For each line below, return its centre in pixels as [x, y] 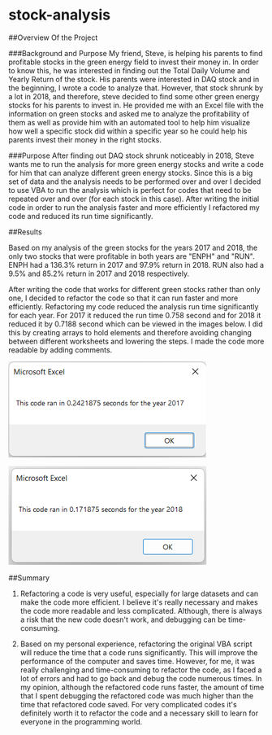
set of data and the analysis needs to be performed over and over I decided [135, 182]
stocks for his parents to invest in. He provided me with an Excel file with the [136, 105]
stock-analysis [60, 15]
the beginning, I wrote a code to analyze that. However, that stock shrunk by [136, 88]
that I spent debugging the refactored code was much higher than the [137, 696]
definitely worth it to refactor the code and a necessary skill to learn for [139, 713]
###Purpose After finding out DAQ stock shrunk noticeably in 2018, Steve [131, 155]
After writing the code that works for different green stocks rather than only [135, 289]
